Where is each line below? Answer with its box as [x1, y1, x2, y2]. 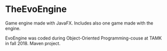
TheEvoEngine [5, 3, 67, 15]
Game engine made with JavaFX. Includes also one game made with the [5, 20, 154, 26]
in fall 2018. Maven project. [5, 40, 61, 46]
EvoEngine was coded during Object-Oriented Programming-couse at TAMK [5, 35, 162, 41]
